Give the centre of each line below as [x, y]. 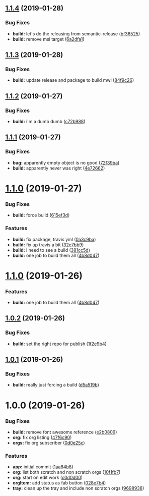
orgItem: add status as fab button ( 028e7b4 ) [59, 483]
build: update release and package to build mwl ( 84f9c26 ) [73, 80]
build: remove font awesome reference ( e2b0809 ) [65, 432]
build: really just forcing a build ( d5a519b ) [56, 385]
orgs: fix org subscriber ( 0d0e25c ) [49, 443]
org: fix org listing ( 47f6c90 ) [42, 437]
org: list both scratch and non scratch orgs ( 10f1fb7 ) [66, 472]
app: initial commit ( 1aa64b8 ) [43, 467]
